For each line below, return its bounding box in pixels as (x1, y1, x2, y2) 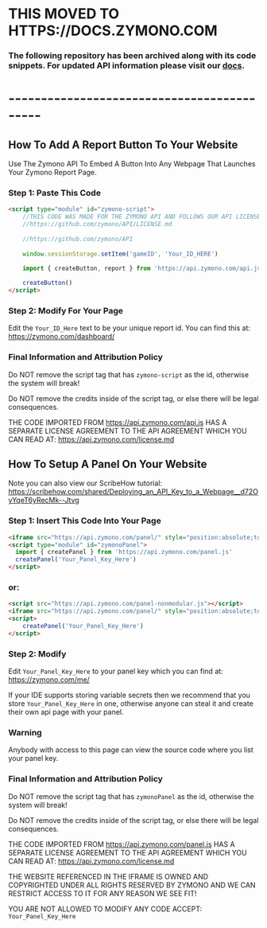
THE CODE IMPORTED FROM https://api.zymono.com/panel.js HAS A (8, 839, 236, 848)
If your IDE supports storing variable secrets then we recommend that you (8, 690, 250, 700)
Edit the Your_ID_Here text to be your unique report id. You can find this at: (8, 323, 250, 333)
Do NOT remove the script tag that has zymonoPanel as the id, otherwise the (8, 791, 254, 801)
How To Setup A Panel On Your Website (8, 458, 207, 471)
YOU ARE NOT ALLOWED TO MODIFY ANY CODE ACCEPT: (8, 904, 203, 914)
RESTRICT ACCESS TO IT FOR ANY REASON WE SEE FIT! (8, 888, 197, 898)
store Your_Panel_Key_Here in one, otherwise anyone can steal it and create (8, 699, 254, 708)
